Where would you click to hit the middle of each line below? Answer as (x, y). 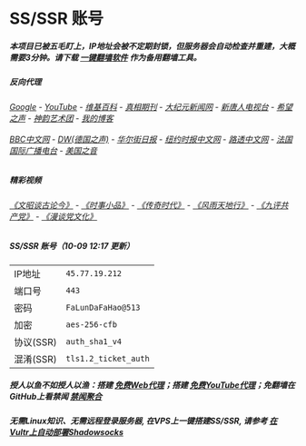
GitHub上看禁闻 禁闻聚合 (56, 397)
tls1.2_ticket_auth (108, 358)
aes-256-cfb (92, 324)
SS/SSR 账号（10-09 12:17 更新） (72, 246)
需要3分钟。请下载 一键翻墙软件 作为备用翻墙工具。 (105, 57)
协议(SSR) (35, 342)
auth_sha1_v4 (94, 341)
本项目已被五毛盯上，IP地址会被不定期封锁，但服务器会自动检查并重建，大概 (152, 45)
